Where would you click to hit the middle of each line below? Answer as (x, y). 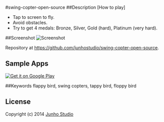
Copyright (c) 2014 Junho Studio (39, 114)
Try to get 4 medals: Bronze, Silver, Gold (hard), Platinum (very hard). (85, 28)
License (18, 102)
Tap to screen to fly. (34, 17)
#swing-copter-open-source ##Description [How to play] (65, 7)
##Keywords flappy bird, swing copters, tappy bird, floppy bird (71, 85)
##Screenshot (20, 38)
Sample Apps (27, 64)
